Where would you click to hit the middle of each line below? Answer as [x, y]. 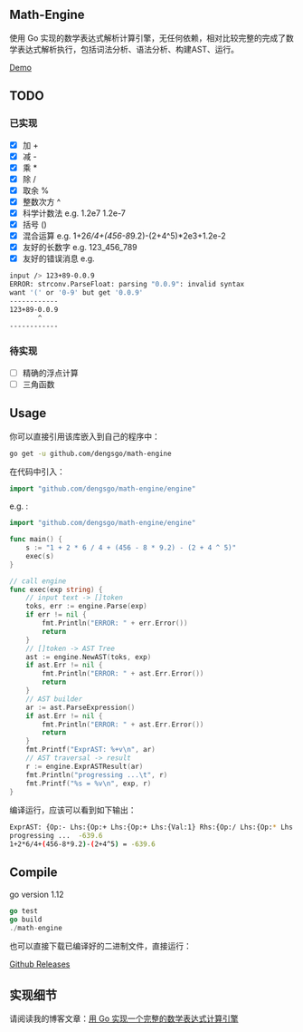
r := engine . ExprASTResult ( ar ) [85, 766]
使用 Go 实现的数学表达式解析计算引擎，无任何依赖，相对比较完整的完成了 [148, 38]
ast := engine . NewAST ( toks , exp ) [89, 657]
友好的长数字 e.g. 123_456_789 [80, 248]
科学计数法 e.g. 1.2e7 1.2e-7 [74, 213]
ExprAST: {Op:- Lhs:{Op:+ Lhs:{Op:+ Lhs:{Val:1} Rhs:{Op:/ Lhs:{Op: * [143, 828]
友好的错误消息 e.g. [58, 258]
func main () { [36, 540]
